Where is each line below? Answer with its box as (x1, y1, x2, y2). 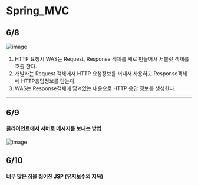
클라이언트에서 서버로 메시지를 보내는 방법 (6, 125, 101, 132)
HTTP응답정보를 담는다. (21, 78, 77, 84)
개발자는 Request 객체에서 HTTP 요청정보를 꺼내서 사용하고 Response (14, 70, 178, 77)
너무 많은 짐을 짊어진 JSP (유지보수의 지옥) (6, 173, 103, 180)
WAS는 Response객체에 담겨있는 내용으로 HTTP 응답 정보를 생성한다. (14, 85, 176, 92)
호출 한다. (14, 63, 37, 70)
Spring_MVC (6, 4, 70, 18)
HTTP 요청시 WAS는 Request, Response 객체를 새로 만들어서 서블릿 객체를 (14, 55, 190, 62)
